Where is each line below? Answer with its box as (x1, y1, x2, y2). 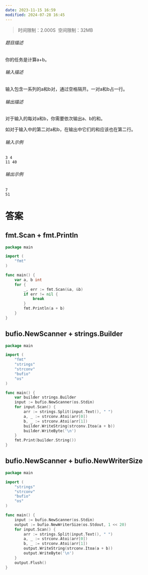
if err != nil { (23, 291, 58, 297)
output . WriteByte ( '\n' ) (23, 551, 74, 556)
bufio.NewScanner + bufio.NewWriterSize (5, 457, 143, 465)
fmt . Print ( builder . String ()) (14, 438, 77, 443)
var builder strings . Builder (14, 395, 77, 400)
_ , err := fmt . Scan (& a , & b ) (23, 287, 83, 292)
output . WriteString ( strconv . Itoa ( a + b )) (23, 546, 113, 551)
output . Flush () (14, 560, 47, 565)
